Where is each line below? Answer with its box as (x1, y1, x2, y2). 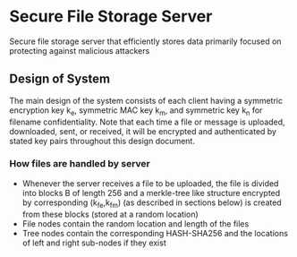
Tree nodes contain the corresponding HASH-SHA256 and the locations (21, 227, 289, 238)
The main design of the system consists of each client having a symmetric (9, 95, 284, 106)
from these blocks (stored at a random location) (21, 209, 199, 219)
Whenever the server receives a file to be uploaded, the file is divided (21, 177, 279, 189)
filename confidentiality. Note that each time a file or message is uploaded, (9, 116, 285, 127)
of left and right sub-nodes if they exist (21, 237, 167, 248)
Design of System (9, 72, 110, 87)
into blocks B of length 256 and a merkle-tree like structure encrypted (21, 187, 281, 198)
